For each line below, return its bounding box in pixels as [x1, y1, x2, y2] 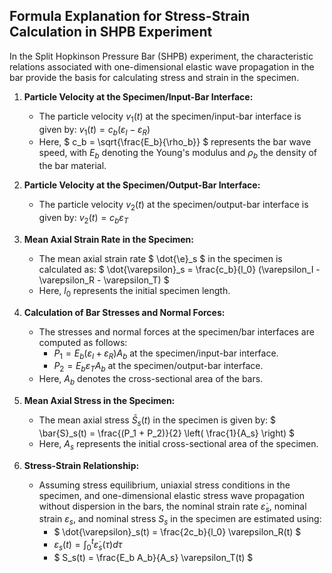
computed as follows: [38, 336, 128, 348]
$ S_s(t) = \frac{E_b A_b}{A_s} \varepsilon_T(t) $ [53, 551, 254, 563]
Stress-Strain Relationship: [23, 459, 140, 471]
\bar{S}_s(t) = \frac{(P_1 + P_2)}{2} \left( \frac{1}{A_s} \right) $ [38, 427, 296, 439]
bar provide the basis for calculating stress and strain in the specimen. [9, 71, 300, 83]
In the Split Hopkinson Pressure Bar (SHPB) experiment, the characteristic [9, 50, 314, 62]
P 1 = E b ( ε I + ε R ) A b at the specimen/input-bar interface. [53, 347, 279, 361]
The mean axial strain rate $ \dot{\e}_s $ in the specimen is [38, 252, 283, 264]
